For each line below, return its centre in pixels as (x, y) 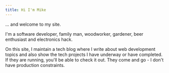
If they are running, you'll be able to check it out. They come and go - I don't (84, 60)
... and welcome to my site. (33, 24)
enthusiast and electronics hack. (39, 39)
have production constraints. (35, 65)
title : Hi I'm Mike (26, 10)
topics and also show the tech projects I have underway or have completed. (84, 54)
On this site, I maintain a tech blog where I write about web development (80, 49)
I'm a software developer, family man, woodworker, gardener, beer (74, 34)
